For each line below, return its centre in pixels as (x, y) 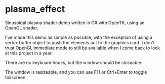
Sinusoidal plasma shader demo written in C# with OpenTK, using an (75, 23)
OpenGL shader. (22, 28)
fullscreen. (16, 77)
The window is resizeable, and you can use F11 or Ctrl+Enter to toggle (76, 72)
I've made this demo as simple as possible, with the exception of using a (79, 37)
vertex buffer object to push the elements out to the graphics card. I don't (80, 42)
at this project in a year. (29, 53)
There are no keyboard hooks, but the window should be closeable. (74, 62)
